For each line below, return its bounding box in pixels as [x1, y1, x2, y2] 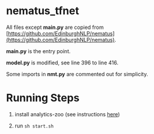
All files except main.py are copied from [6, 24, 104, 31]
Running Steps [6, 91, 80, 104]
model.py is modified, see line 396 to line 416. [6, 59, 119, 66]
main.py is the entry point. [6, 47, 71, 54]
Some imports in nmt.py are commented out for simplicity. [6, 70, 149, 77]
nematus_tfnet [6, 4, 80, 18]
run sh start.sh [14, 122, 54, 129]
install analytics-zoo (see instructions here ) [14, 110, 120, 117]
